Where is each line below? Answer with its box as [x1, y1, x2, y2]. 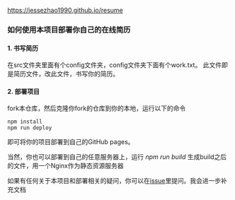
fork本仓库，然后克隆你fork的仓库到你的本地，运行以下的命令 [7, 104, 186, 112]
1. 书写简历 [7, 44, 39, 52]
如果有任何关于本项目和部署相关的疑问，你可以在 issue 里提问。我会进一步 [7, 177, 222, 185]
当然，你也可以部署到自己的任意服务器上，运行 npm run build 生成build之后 [7, 153, 227, 161]
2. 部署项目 [7, 87, 40, 95]
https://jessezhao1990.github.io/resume [7, 6, 124, 14]
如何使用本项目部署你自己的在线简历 [7, 25, 131, 35]
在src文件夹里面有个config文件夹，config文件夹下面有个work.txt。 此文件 [7, 61, 222, 69]
